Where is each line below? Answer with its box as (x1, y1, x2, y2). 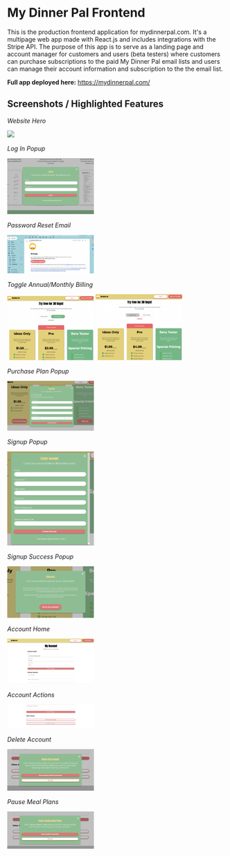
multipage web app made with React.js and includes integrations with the (7, 35, 216, 43)
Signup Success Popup (7, 552, 74, 561)
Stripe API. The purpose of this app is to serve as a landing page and (7, 42, 204, 51)
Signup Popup (7, 437, 48, 446)
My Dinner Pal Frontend (7, 5, 145, 21)
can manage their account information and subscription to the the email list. (7, 64, 223, 73)
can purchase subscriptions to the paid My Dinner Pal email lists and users (7, 57, 220, 65)
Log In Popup (7, 144, 46, 152)
